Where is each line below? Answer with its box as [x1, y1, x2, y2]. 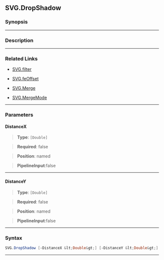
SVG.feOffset [12, 76, 39, 82]
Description [5, 37, 34, 43]
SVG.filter [12, 66, 32, 72]
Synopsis [5, 19, 28, 25]
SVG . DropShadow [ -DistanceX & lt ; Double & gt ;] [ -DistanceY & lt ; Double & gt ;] [5, 245, 159, 250]
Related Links [5, 55, 38, 62]
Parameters [5, 112, 33, 119]
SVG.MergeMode [12, 95, 47, 100]
